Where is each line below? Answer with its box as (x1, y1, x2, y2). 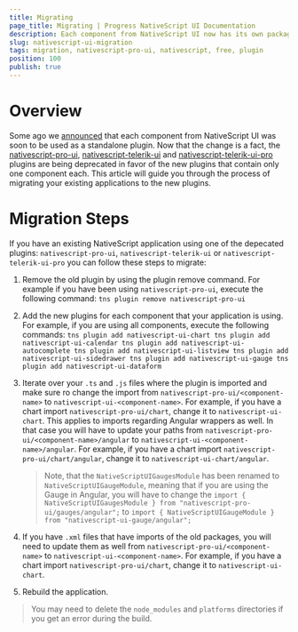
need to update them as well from (21, 540, 145, 551)
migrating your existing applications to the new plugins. (9, 177, 211, 188)
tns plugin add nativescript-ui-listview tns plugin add (74, 346, 289, 356)
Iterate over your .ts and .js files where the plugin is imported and (21, 377, 268, 388)
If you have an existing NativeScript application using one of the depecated (9, 237, 284, 249)
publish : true (9, 63, 62, 72)
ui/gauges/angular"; (43, 508, 121, 516)
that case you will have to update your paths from (21, 424, 204, 436)
